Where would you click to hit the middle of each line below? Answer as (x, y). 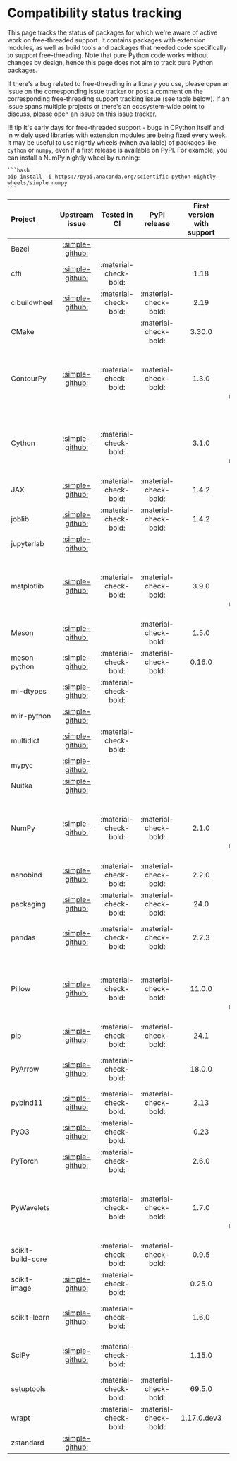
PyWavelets (30, 1207)
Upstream (77, 215)
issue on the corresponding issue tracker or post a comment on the (105, 91)
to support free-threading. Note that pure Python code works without (108, 55)
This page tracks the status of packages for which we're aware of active (113, 32)
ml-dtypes (29, 691)
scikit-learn (30, 1317)
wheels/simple (28, 183)
